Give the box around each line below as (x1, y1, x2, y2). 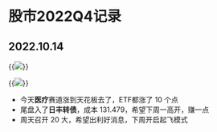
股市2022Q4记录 (8, 7, 122, 26)
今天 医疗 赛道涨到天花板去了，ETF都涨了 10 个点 (19, 95, 178, 104)
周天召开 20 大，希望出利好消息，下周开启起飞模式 (19, 115, 189, 124)
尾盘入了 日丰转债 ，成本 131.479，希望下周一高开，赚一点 (19, 105, 210, 114)
